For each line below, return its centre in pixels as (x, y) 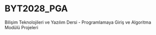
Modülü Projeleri (21, 27)
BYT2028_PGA (36, 9)
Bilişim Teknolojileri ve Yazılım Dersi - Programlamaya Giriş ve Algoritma (78, 22)
